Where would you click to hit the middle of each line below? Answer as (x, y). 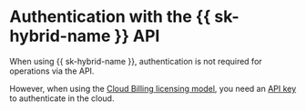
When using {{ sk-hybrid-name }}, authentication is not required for (136, 61)
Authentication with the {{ (110, 17)
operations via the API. (52, 71)
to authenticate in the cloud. (62, 98)
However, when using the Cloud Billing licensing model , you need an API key (153, 88)
